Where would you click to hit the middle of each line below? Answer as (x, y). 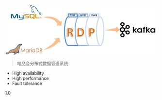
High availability (28, 73)
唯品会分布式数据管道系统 (42, 63)
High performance (30, 78)
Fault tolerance (27, 83)
